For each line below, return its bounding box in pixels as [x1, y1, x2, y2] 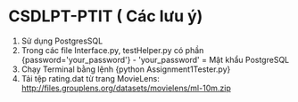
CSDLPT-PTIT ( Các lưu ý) [8, 6, 203, 27]
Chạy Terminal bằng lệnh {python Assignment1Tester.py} [21, 64, 231, 75]
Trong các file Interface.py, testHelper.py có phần [21, 44, 204, 55]
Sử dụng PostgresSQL [21, 35, 103, 46]
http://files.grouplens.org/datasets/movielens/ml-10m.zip [21, 82, 231, 93]
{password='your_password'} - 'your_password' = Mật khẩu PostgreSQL [21, 54, 290, 65]
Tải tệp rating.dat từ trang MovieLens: [21, 73, 160, 83]
